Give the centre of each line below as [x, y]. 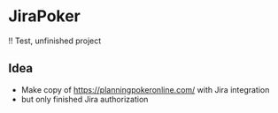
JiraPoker [45, 16]
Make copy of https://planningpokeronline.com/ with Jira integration [145, 89]
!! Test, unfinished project [55, 41]
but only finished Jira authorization [85, 99]
